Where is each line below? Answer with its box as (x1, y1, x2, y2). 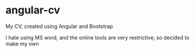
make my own (5, 40, 39, 47)
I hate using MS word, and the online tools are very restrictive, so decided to (5, 34, 190, 41)
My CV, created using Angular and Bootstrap (5, 23, 114, 30)
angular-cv (5, 3, 60, 17)
